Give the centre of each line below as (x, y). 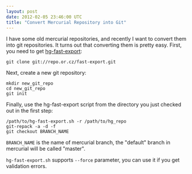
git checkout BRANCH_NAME (37, 132)
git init (17, 94)
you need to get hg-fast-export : (44, 51)
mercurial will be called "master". (46, 149)
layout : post (22, 11)
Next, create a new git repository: (46, 73)
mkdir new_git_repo (30, 83)
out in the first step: (30, 111)
